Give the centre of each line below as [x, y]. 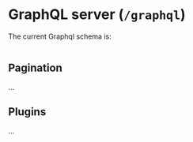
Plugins [27, 112]
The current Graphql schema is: [60, 36]
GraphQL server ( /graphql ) [97, 15]
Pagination [36, 68]
